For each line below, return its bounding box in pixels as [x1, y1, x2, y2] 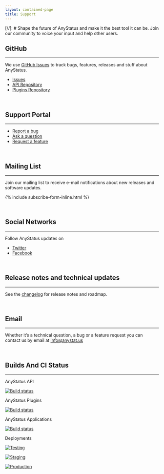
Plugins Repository [12, 87, 50, 93]
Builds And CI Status [5, 361, 69, 369]
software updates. [5, 185, 42, 190]
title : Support [5, 12, 36, 17]
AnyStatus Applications [5, 416, 52, 422]
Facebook [12, 250, 33, 256]
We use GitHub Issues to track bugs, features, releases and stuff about [5, 62, 148, 68]
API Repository [12, 82, 42, 88]
